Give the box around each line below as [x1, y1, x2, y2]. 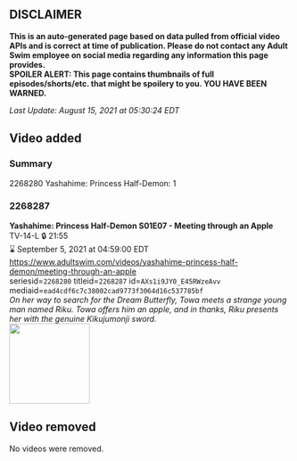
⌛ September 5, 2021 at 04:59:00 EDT [9, 243, 150, 254]
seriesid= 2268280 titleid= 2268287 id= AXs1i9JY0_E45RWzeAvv [9, 276, 221, 286]
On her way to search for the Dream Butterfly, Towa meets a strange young [9, 294, 287, 305]
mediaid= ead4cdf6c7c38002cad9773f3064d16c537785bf [9, 284, 203, 295]
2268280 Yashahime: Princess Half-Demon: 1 [9, 177, 177, 188]
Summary [9, 158, 54, 170]
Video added [9, 131, 82, 146]
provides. [9, 59, 46, 70]
